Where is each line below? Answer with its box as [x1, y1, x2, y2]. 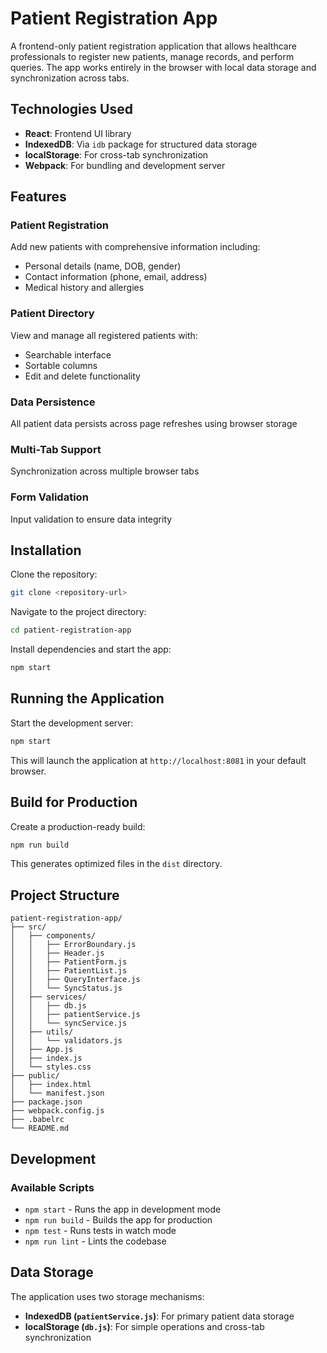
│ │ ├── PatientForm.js [10, 957, 128, 967]
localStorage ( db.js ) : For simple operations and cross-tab [24, 1320, 265, 1332]
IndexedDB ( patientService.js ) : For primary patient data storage [24, 1310, 295, 1322]
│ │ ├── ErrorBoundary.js [10, 940, 137, 950]
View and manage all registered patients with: [10, 329, 198, 341]
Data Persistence [10, 395, 96, 409]
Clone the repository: [10, 568, 98, 581]
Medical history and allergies [24, 282, 145, 294]
